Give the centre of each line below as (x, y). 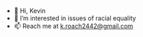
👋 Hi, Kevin (29, 11)
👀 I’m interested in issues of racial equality (75, 18)
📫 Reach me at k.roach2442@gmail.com (73, 26)
